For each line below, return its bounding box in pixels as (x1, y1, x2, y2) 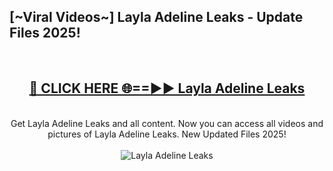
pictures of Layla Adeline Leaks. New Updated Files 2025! (47, 128, 287, 140)
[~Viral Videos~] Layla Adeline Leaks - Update (9, 9, 304, 26)
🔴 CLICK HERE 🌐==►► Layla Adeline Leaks (28, 80, 306, 97)
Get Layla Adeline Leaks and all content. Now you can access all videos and (10, 117, 324, 129)
